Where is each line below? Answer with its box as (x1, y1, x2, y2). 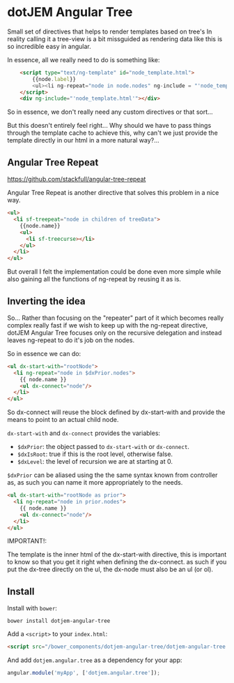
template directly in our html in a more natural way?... (7, 136, 160, 145)
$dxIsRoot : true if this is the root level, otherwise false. (17, 450, 173, 458)
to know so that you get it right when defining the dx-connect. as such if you (7, 558, 227, 566)
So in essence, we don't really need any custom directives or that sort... (7, 108, 214, 116)
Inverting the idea (7, 295, 86, 307)
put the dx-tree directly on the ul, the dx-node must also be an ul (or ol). (7, 565, 214, 573)
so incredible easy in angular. (7, 42, 92, 50)
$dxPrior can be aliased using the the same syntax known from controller (7, 471, 218, 479)
